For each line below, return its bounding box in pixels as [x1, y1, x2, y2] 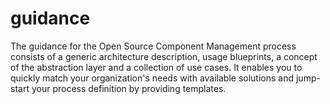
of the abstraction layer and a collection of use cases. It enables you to [10, 61, 303, 73]
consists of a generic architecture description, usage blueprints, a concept [10, 50, 318, 62]
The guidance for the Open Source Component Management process [10, 40, 297, 52]
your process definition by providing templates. [31, 82, 227, 94]
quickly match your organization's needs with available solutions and [10, 72, 295, 84]
